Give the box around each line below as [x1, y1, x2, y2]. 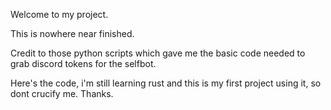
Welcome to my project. [10, 9, 109, 20]
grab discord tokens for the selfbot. [10, 58, 157, 69]
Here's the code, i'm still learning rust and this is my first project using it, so [10, 77, 322, 89]
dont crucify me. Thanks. [10, 88, 114, 99]
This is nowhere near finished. [10, 28, 135, 39]
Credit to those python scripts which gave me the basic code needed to [10, 47, 306, 59]
